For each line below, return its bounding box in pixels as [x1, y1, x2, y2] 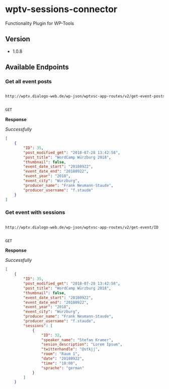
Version [5, 35, 30, 43]
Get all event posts [5, 78, 52, 85]
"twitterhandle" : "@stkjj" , [41, 347, 100, 352]
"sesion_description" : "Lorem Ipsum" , [41, 342, 123, 347]
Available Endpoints [5, 63, 69, 72]
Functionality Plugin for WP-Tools [5, 20, 74, 26]
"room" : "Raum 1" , [41, 352, 80, 357]
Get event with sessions [5, 209, 65, 216]
